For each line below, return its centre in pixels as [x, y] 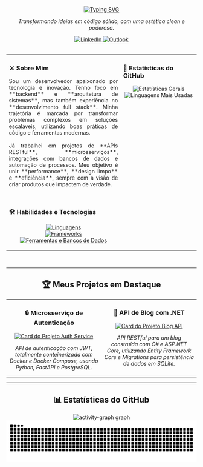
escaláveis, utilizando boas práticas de [63, 126]
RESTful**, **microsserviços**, [63, 152]
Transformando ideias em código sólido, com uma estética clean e [101, 21]
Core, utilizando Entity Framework [149, 351]
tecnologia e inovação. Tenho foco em [63, 88]
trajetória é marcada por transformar [63, 113]
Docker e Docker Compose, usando [54, 361]
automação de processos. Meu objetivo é [63, 165]
